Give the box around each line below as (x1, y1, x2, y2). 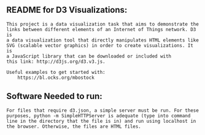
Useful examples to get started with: (6, 69, 106, 75)
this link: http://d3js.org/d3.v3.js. (6, 58, 106, 65)
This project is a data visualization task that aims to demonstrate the (6, 21, 199, 27)
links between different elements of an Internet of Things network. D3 (6, 26, 196, 32)
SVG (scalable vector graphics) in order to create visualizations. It (6, 42, 193, 48)
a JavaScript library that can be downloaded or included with (6, 53, 172, 59)
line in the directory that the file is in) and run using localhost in (6, 118, 196, 124)
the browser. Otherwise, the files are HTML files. (6, 123, 141, 130)
